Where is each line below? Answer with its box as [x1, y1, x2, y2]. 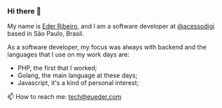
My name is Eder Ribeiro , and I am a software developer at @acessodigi [7, 22, 215, 31]
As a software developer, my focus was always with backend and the [7, 43, 207, 52]
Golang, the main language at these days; [17, 71, 138, 79]
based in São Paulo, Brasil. [7, 29, 84, 38]
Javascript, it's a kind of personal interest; [17, 79, 139, 87]
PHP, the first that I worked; [17, 64, 97, 72]
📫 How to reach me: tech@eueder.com [7, 93, 122, 101]
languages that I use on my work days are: [7, 50, 130, 59]
